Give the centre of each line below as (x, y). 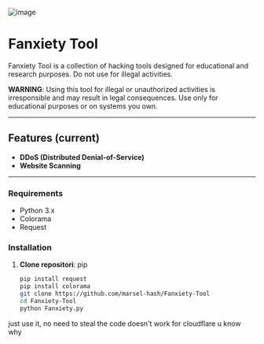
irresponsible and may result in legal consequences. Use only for (113, 98)
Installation (30, 247)
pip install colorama (55, 287)
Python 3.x (37, 211)
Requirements (36, 193)
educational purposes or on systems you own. (83, 105)
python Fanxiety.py (51, 308)
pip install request (53, 279)
